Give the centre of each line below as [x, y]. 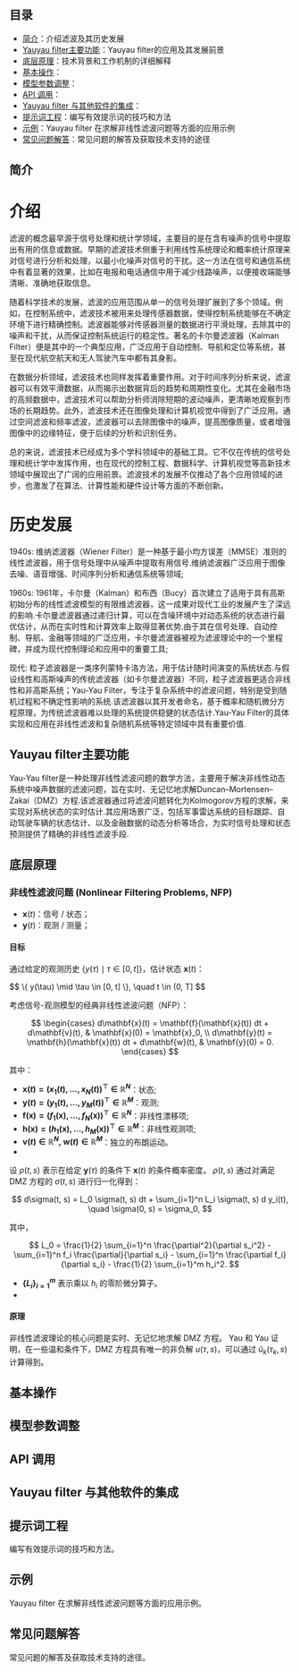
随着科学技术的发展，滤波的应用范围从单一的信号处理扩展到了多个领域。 [142, 303]
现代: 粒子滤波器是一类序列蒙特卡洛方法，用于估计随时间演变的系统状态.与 [146, 668]
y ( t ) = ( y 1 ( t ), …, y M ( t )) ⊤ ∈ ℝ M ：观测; [91, 1103]
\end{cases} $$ [150, 1051]
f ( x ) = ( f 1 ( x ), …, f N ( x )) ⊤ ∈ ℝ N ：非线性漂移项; [105, 1116]
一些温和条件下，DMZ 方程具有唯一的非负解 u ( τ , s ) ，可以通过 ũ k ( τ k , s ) [160, 1350]
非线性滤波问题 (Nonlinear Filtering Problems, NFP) [121, 892]
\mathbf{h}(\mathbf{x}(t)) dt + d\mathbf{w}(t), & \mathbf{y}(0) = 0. [150, 1042]
